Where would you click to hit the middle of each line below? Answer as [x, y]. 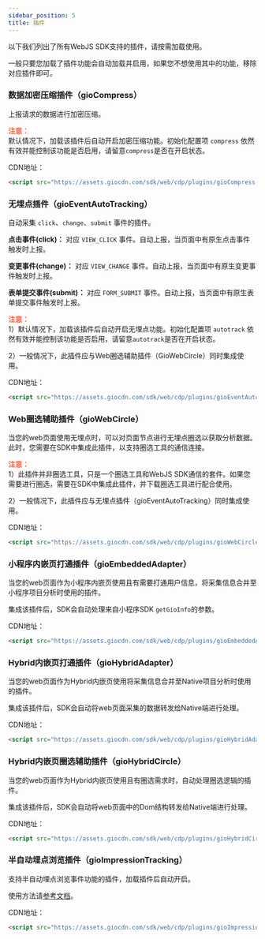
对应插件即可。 [32, 73]
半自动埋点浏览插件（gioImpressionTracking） [98, 860]
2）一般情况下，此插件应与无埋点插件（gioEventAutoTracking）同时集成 [125, 501]
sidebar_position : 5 [42, 15]
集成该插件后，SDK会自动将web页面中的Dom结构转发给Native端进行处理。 [130, 806]
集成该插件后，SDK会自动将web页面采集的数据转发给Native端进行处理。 [126, 708]
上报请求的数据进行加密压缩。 [56, 114]
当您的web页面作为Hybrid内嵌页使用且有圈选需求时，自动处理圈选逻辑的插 [130, 780]
